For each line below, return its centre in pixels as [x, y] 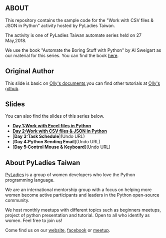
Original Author [30, 71]
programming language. [30, 180]
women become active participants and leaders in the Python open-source [82, 195]
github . [12, 88]
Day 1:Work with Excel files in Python [52, 126]
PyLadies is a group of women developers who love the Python [70, 175]
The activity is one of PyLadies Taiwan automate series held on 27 [73, 35]
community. [17, 200]
